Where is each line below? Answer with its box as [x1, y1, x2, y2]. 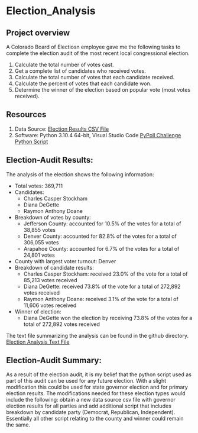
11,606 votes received [23, 302, 77, 309]
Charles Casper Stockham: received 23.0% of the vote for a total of [23, 270, 188, 277]
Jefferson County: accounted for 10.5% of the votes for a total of [23, 220, 181, 227]
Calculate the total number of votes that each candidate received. [14, 74, 175, 80]
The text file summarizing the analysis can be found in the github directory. [6, 332, 189, 339]
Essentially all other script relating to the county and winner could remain [6, 415, 184, 422]
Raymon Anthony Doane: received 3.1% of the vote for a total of [23, 295, 178, 302]
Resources [6, 109, 47, 119]
